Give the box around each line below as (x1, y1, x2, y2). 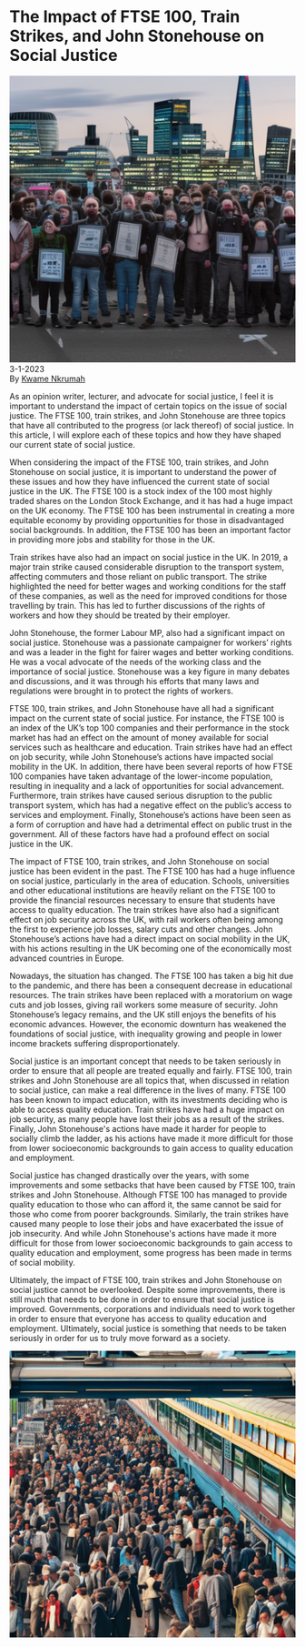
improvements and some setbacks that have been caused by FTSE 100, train (9, 1179, 296, 1190)
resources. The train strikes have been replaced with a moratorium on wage (9, 989, 293, 1000)
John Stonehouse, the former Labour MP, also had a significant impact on (9, 627, 286, 638)
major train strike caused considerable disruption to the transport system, (9, 561, 285, 572)
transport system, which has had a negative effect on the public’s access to (9, 799, 292, 811)
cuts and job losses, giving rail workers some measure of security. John (9, 999, 279, 1010)
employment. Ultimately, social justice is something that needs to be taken (9, 1322, 287, 1334)
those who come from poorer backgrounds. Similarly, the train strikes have (9, 1208, 289, 1219)
